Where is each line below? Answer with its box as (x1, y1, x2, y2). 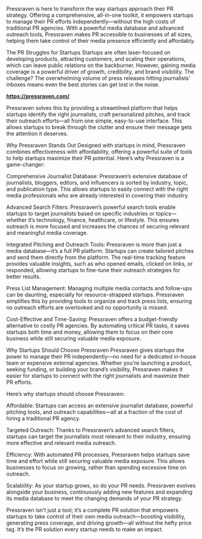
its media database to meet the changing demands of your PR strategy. (6, 495, 183, 502)
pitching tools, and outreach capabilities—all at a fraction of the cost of (6, 409, 183, 415)
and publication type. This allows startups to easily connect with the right (6, 185, 189, 193)
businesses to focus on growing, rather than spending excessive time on (6, 464, 187, 471)
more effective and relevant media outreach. (6, 439, 116, 446)
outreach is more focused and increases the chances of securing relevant (6, 223, 190, 230)
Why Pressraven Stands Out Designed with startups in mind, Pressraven (6, 142, 186, 148)
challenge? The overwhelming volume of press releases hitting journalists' (6, 75, 191, 81)
